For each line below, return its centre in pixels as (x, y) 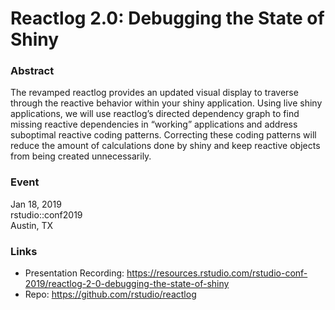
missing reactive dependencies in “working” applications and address (154, 124)
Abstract (32, 71)
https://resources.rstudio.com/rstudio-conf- (217, 273)
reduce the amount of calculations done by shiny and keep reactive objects (165, 146)
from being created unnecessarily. (81, 156)
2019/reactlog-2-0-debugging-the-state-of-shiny (127, 284)
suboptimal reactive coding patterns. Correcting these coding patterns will (163, 135)
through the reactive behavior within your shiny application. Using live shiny (166, 103)
